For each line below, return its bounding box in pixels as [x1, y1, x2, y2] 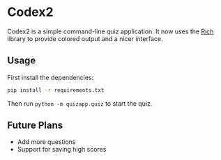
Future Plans [7, 120, 63, 131]
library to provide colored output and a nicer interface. [7, 34, 163, 42]
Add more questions [17, 138, 76, 146]
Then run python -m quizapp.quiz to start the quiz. [7, 99, 153, 108]
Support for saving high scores [17, 145, 107, 154]
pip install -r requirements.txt [7, 86, 105, 94]
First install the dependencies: [7, 73, 94, 81]
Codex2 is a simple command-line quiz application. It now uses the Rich [7, 27, 214, 35]
